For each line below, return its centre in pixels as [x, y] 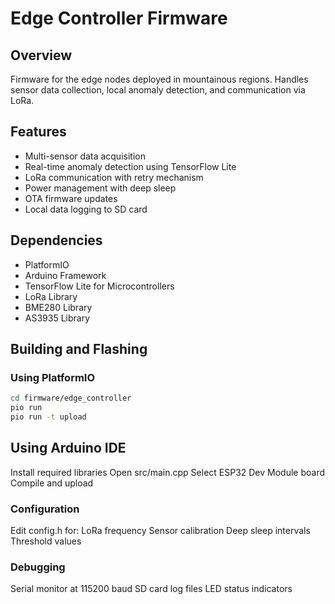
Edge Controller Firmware [119, 18]
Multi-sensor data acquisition [85, 156]
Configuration [45, 509]
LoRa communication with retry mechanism [114, 177]
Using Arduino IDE [68, 448]
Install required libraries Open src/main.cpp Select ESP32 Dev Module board [168, 472]
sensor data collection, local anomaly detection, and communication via [158, 90]
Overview [41, 55]
